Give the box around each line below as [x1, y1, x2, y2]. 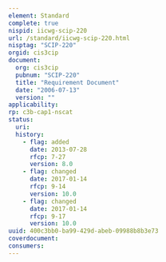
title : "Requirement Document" [15, 78, 120, 86]
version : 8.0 [29, 161, 73, 169]
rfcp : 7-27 [29, 153, 66, 161]
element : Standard [8, 11, 69, 20]
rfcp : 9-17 [29, 212, 66, 220]
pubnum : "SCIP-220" [15, 71, 81, 79]
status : [8, 116, 34, 124]
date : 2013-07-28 [29, 145, 88, 153]
